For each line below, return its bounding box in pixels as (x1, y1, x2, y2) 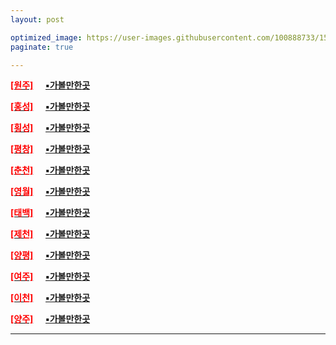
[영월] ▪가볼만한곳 (10, 186, 91, 198)
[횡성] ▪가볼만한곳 (10, 122, 91, 134)
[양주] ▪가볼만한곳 (10, 313, 91, 325)
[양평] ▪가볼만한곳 (10, 249, 91, 261)
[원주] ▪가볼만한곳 (10, 79, 91, 91)
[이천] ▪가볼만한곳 (10, 292, 91, 304)
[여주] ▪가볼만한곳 (10, 271, 91, 283)
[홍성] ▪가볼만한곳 (10, 101, 91, 113)
